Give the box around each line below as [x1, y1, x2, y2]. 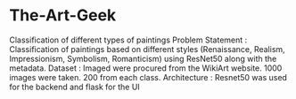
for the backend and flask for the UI [9, 81, 140, 92]
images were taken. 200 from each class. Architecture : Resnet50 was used [9, 72, 288, 82]
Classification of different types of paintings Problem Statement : [9, 34, 248, 45]
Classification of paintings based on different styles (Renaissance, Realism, [9, 43, 285, 54]
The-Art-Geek [9, 5, 117, 26]
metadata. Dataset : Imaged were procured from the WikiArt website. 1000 [9, 63, 283, 73]
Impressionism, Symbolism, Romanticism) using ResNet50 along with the [9, 53, 277, 64]
